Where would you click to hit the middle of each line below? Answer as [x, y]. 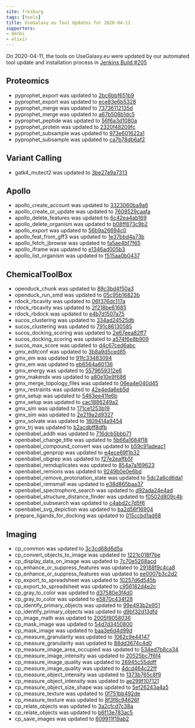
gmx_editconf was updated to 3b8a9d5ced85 [70, 352]
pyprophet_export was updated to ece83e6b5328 [75, 101]
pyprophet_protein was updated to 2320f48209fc [75, 127]
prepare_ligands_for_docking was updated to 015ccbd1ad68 [88, 516]
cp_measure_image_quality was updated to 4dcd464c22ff [86, 669]
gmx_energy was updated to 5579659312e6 [68, 371]
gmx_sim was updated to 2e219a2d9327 [64, 415]
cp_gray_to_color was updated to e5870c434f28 [74, 599]
